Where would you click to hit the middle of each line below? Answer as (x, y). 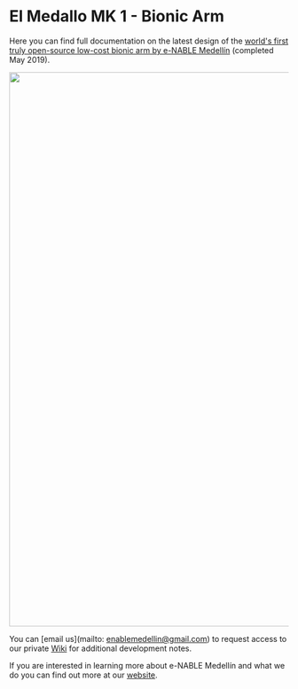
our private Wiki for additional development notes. (101, 648)
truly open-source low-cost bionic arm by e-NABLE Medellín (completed (141, 50)
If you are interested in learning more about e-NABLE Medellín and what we (147, 665)
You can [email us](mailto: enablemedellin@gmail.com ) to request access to (148, 638)
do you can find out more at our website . (83, 675)
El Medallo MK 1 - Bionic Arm (117, 16)
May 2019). (30, 59)
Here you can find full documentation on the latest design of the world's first (149, 41)
